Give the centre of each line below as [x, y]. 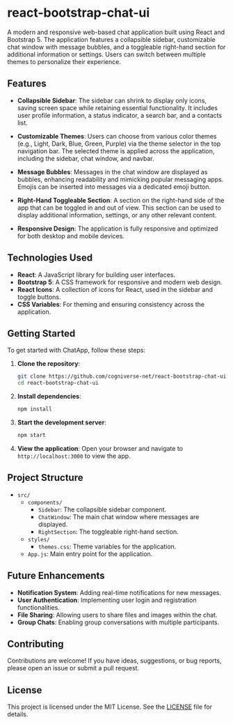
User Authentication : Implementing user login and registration [107, 600]
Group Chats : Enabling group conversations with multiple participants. [118, 622]
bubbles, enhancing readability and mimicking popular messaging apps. [120, 179]
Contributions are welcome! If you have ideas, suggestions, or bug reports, [114, 661]
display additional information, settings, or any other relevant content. [117, 215]
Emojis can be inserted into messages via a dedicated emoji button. [114, 187]
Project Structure [45, 478]
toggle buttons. [39, 297]
